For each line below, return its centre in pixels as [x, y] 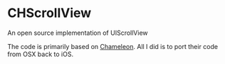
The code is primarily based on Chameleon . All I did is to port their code [113, 46]
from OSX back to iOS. [40, 54]
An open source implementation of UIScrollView [78, 33]
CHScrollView [49, 13]
